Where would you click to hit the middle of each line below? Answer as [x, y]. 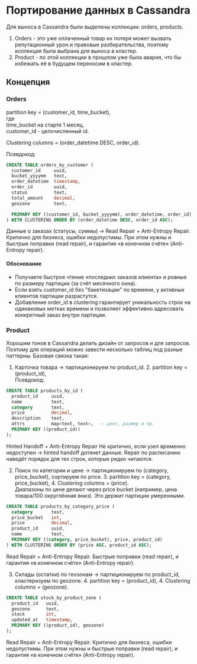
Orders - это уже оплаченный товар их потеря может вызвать [93, 38]
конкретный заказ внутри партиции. [60, 315]
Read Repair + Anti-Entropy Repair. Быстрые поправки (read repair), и [93, 557]
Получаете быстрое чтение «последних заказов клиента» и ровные [101, 277]
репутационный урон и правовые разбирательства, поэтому [91, 45]
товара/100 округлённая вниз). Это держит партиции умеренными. [100, 495]
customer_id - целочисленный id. [48, 131]
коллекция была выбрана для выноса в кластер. [76, 50]
